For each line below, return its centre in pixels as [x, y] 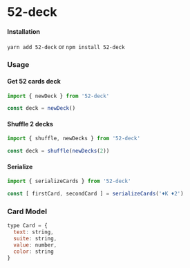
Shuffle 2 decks [30, 124]
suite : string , [35, 239]
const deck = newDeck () [41, 108]
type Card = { [28, 226]
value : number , [35, 245]
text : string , [34, 232]
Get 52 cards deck [34, 81]
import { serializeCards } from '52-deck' [69, 181]
